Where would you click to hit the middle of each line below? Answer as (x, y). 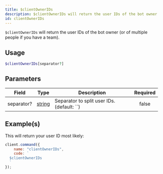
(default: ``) (67, 107)
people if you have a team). (32, 37)
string (43, 104)
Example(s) (23, 124)
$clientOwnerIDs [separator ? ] (34, 64)
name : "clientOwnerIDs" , (39, 149)
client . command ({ (23, 144)
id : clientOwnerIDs (25, 18)
